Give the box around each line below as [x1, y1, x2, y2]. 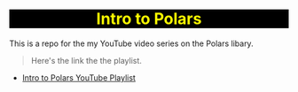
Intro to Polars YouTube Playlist [21, 72, 136, 83]
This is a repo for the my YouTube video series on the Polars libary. [9, 38, 255, 49]
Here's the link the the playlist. [30, 55, 142, 65]
